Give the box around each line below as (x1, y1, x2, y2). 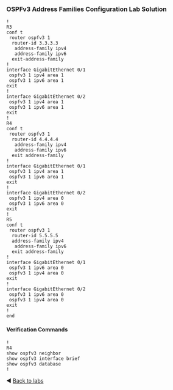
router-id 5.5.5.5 (12, 233, 59, 239)
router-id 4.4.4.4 (12, 136, 59, 142)
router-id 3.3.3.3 (12, 40, 59, 46)
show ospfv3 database (6, 361, 62, 367)
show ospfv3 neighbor (6, 350, 62, 356)
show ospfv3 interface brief (6, 355, 80, 362)
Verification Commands (6, 326, 68, 333)
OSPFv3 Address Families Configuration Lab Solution (6, 5, 168, 13)
